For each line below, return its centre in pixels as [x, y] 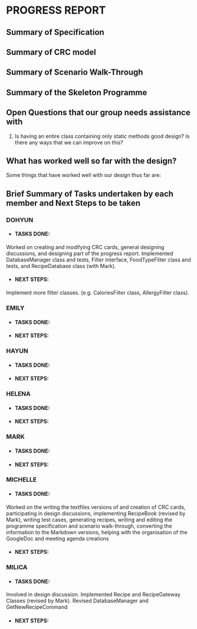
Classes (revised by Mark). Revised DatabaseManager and [77, 601]
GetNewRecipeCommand [37, 607]
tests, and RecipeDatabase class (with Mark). [61, 266]
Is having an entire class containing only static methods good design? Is [102, 136]
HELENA [19, 394]
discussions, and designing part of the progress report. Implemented [90, 253]
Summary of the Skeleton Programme [77, 92]
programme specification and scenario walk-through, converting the [89, 526]
